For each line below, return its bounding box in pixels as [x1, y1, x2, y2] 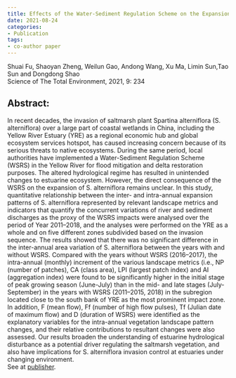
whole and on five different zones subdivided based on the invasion [7, 228, 204, 236]
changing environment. [7, 355, 74, 363]
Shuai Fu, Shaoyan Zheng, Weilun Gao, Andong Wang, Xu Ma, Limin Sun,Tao [7, 63, 229, 70]
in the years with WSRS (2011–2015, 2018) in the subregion [43, 287, 213, 296]
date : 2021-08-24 [7, 17, 58, 24]
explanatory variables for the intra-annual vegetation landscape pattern [7, 318, 214, 326]
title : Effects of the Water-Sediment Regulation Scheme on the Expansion [7, 10, 231, 18]
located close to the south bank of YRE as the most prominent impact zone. [7, 295, 226, 304]
